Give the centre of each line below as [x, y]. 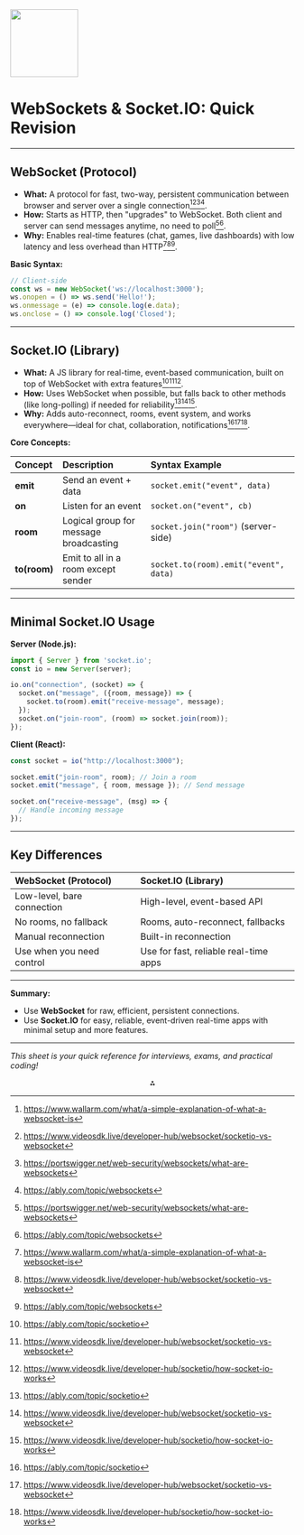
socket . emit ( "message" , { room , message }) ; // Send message [128, 786]
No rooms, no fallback [61, 922]
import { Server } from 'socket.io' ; [81, 660]
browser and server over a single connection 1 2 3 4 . [115, 204]
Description [88, 464]
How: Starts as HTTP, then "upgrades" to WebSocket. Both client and [152, 215]
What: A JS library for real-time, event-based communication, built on [153, 372]
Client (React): [38, 744]
